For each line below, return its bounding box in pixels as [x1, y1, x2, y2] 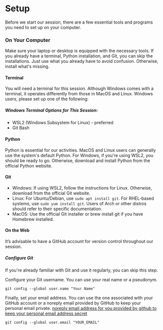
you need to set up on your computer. [5, 24, 81, 30]
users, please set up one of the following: [5, 96, 89, 102]
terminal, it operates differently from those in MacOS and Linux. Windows [5, 91, 153, 97]
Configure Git [5, 255, 33, 261]
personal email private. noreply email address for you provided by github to [5, 305, 157, 311]
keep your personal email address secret [5, 310, 88, 316]
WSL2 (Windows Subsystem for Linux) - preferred [12, 120, 114, 126]
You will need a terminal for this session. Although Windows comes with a [5, 85, 154, 91]
